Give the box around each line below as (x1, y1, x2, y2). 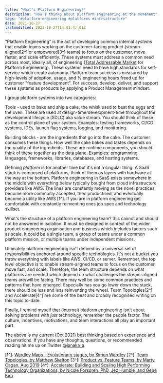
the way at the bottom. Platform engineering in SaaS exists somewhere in (5, 175, 152, 181)
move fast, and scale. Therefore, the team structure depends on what (5, 266, 145, 272)
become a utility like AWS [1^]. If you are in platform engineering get (5, 196, 141, 202)
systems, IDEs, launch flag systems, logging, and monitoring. (5, 125, 127, 131)
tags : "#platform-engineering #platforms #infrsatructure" (5, 16, 127, 21)
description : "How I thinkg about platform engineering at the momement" (5, 12, 158, 17)
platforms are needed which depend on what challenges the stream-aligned (5, 272, 157, 278)
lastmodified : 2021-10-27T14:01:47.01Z (5, 25, 86, 30)
